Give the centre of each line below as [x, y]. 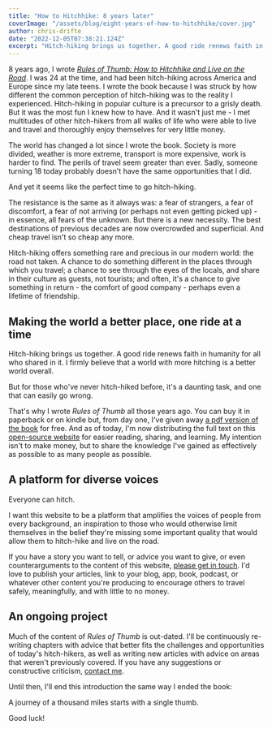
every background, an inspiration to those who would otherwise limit [123, 524]
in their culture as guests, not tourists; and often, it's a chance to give [124, 279]
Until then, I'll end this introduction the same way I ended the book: [121, 686]
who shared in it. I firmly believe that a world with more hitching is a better [132, 362]
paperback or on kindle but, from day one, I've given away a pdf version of [134, 420]
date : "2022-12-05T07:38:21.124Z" [67, 39]
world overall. [31, 371]
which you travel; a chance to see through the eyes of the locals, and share [134, 270]
